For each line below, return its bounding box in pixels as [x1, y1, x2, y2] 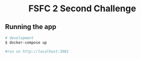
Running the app [5, 23, 56, 31]
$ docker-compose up [5, 40, 47, 45]
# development [5, 35, 34, 40]
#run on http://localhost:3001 [5, 49, 69, 54]
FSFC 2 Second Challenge [28, 3, 136, 14]
